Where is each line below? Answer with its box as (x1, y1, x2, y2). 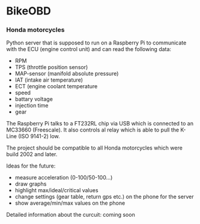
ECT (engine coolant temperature (14, 83, 98, 90)
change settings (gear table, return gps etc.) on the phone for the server (14, 193, 194, 201)
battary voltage (14, 95, 53, 103)
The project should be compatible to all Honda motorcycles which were (6, 144, 183, 151)
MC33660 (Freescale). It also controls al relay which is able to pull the (6, 126, 179, 133)
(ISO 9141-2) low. (17, 133, 60, 140)
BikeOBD (6, 4, 51, 18)
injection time (14, 102, 49, 109)
